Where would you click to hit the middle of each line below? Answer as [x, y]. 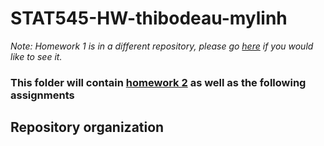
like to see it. [36, 56]
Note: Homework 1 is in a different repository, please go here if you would [162, 46]
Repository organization [87, 127]
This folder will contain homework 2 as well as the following [158, 82]
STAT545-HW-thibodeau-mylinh [149, 18]
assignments [42, 95]
